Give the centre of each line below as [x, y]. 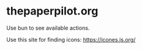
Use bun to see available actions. [48, 28]
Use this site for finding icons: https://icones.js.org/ [71, 39]
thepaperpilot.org [52, 11]
